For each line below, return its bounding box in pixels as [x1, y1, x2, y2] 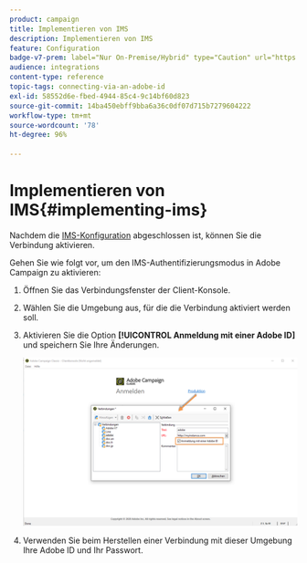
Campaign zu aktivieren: [9, 266, 101, 277]
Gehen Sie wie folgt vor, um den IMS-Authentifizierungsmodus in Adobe [9, 256, 281, 268]
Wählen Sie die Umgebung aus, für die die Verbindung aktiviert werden [22, 302, 291, 313]
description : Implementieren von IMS [9, 34, 153, 43]
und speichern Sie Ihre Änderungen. [22, 339, 160, 350]
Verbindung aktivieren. [9, 239, 95, 250]
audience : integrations [9, 63, 101, 72]
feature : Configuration [9, 44, 101, 53]
